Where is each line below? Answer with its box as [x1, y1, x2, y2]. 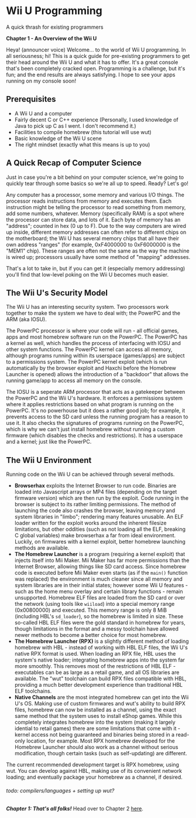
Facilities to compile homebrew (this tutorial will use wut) [14, 128, 152, 135]
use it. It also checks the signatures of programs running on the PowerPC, [6, 420, 184, 427]
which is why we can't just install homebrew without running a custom [6, 426, 176, 433]
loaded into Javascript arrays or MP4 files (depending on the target [14, 488, 177, 496]
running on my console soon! [6, 77, 77, 84]
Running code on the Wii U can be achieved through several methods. [6, 471, 175, 478]
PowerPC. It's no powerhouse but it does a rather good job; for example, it [6, 407, 185, 414]
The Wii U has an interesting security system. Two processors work [6, 304, 169, 311]
